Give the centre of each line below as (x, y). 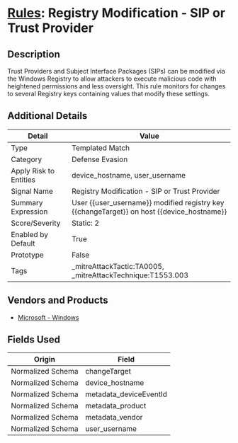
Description (34, 54)
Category (27, 159)
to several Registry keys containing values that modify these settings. (109, 94)
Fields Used (34, 340)
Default (23, 243)
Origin (45, 359)
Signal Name (32, 191)
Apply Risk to (33, 171)
